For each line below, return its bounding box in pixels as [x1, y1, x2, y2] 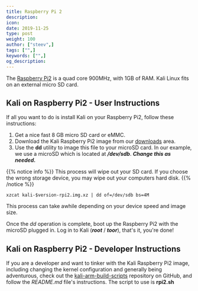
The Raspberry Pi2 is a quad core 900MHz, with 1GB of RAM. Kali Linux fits [6, 75, 189, 82]
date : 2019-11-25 [6, 25, 49, 31]
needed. [14, 156, 36, 164]
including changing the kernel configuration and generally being [6, 266, 163, 273]
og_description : [6, 58, 46, 64]
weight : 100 [6, 36, 35, 42]
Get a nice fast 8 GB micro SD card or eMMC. [14, 132, 126, 139]
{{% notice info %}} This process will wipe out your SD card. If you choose [6, 168, 188, 175]
